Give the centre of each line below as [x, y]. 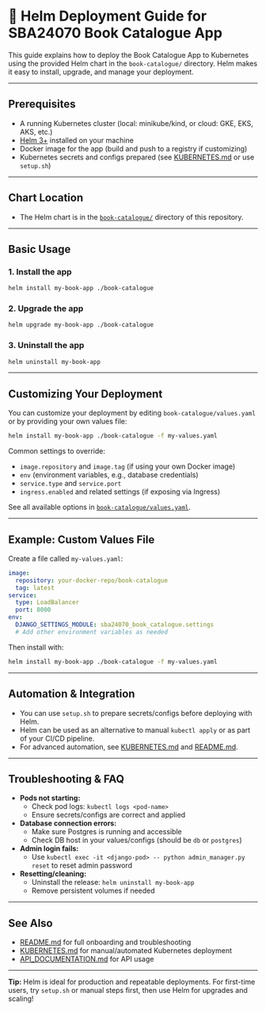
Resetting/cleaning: [53, 874]
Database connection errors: [68, 823]
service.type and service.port [70, 484]
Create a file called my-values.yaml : [66, 558]
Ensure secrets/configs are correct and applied [108, 815]
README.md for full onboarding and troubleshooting [105, 942]
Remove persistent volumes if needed [93, 890]
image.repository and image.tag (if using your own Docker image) [127, 466]
